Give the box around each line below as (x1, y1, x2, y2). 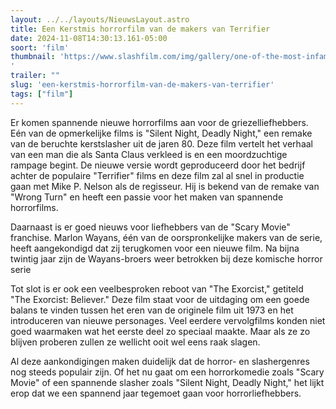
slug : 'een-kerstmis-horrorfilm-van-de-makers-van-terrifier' (10, 80, 275, 90)
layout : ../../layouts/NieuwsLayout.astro (10, 14, 190, 25)
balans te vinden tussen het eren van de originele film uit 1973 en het (10, 304, 294, 316)
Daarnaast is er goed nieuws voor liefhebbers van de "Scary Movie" (10, 221, 291, 233)
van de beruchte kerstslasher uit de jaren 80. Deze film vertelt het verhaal (10, 137, 313, 150)
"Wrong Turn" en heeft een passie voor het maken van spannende (10, 191, 284, 203)
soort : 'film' (10, 42, 70, 53)
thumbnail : (10, 52, 56, 62)
